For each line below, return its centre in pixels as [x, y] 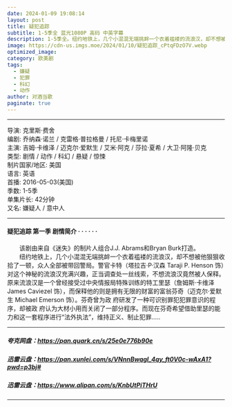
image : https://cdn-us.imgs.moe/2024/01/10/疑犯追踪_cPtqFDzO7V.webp [107, 46]
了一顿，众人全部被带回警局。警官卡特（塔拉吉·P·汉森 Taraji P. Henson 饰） [118, 266]
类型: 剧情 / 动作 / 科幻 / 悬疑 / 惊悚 [56, 156]
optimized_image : [32, 52]
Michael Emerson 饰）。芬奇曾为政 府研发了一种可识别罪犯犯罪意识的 [112, 300]
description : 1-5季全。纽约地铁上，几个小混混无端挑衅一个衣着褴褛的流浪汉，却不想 [114, 39]
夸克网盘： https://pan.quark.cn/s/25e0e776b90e [80, 340]
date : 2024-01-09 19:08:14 [46, 13]
